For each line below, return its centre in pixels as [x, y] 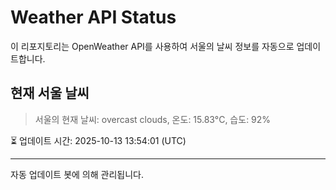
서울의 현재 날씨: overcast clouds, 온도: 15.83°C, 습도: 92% [153, 119]
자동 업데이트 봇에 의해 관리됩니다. [77, 174]
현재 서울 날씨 [50, 93]
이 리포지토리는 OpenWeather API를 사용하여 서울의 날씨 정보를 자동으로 [152, 46]
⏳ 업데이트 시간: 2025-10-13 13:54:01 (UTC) [98, 140]
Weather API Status [93, 17]
